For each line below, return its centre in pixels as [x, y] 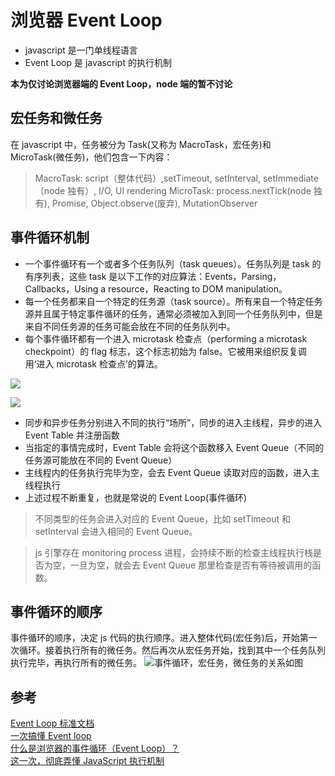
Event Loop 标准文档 [52, 723]
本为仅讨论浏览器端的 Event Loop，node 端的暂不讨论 [121, 83]
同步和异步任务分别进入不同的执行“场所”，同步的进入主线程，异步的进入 [173, 422]
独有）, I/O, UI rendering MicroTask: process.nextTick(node [189, 190]
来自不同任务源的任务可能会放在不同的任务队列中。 [130, 326]
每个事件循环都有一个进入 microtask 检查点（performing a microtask [166, 338]
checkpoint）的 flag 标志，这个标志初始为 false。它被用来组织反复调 [165, 351]
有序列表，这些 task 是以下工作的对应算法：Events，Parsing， [153, 276]
